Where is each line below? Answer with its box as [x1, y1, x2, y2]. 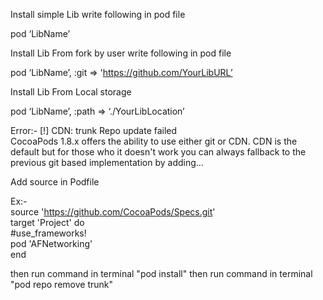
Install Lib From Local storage [10, 86, 132, 98]
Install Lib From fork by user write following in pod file [10, 47, 232, 59]
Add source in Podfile [10, 176, 100, 188]
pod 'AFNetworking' [10, 238, 93, 249]
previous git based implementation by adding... [10, 157, 204, 168]
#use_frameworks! [10, 227, 87, 239]
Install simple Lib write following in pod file [10, 9, 186, 20]
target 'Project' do [10, 217, 85, 228]
